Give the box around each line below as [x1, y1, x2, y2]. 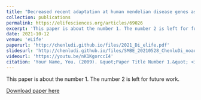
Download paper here [6, 87, 60, 94]
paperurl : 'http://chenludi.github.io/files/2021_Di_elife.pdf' [6, 43, 170, 49]
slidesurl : [6, 48, 33, 54]
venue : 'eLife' [6, 37, 44, 43]
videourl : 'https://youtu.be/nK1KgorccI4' [6, 53, 114, 59]
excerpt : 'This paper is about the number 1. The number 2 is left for [6, 25, 188, 32]
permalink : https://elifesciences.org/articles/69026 [6, 20, 144, 26]
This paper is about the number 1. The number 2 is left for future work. [6, 75, 180, 83]
